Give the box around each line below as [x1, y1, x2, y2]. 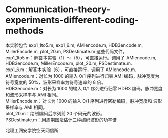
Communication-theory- [5, 4, 111, 15]
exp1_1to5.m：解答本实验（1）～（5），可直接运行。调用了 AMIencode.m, [5, 54, 157, 61]
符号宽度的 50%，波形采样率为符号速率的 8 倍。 [5, 79, 106, 85]
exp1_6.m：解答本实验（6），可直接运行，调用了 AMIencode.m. [5, 66, 137, 73]
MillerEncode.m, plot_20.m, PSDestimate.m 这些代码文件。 [5, 48, 128, 54]
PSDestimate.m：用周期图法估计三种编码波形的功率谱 [5, 117, 117, 123]
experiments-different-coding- [5, 14, 139, 26]
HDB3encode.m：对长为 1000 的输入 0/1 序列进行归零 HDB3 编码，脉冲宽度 [5, 85, 163, 91]
